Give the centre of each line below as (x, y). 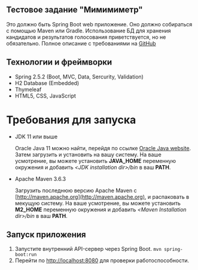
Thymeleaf (28, 89)
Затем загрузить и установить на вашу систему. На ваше (88, 154)
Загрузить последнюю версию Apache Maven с (76, 190)
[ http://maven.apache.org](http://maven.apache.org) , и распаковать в (102, 196)
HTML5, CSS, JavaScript (45, 96)
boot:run (26, 255)
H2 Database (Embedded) (47, 83)
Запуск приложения (46, 234)
